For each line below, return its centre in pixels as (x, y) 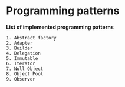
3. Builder (19, 48)
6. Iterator (21, 63)
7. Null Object (25, 69)
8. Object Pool (25, 74)
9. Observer (21, 79)
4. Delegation (24, 53)
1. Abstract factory (32, 38)
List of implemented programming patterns (60, 27)
